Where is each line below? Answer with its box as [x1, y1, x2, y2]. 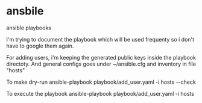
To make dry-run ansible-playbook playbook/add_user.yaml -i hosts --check [6, 78, 196, 86]
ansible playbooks [6, 24, 51, 31]
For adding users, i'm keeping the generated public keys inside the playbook [6, 54, 196, 61]
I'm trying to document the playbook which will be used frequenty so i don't [6, 36, 195, 43]
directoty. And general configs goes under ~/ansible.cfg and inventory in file [6, 60, 196, 67]
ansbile [6, 4, 44, 18]
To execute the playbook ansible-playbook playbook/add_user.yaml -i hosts [6, 90, 195, 97]
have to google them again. [6, 42, 74, 49]
